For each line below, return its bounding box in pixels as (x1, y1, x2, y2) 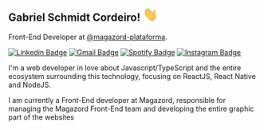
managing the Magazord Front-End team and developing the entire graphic (8, 104, 254, 113)
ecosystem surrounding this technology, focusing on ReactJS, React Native (8, 71, 257, 81)
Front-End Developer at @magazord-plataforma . (8, 32, 167, 41)
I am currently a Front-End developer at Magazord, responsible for (8, 95, 227, 104)
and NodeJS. (8, 80, 52, 89)
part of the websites (8, 112, 74, 122)
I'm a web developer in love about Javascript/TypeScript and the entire (8, 63, 242, 73)
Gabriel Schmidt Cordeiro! (8, 11, 141, 25)
